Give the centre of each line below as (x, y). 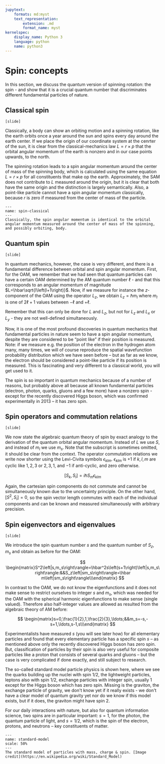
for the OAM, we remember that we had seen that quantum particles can (79, 274)
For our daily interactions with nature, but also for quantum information (77, 710)
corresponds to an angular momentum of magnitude (58, 285)
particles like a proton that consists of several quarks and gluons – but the (80, 655)
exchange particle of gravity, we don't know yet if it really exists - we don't (81, 691)
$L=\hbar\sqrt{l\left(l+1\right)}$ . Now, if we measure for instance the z (76, 290)
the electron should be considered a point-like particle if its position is (76, 360)
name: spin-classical (27, 211)
